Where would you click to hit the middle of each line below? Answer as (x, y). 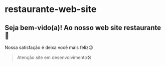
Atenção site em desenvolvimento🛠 (54, 57)
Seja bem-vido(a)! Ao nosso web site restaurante (83, 28)
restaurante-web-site (51, 9)
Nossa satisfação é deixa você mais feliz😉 (49, 47)
